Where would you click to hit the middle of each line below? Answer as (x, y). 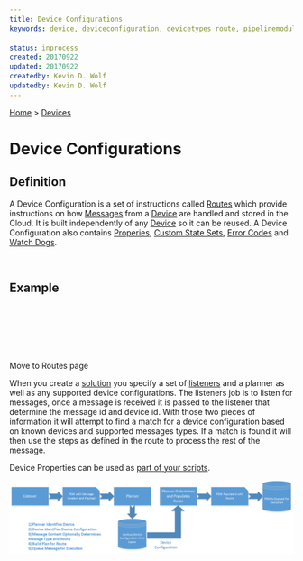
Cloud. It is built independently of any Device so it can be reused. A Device (148, 223)
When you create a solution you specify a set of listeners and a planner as (147, 382)
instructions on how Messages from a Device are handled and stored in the (149, 213)
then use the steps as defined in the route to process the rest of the (135, 440)
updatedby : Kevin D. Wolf (58, 86)
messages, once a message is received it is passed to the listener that (140, 402)
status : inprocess (44, 48)
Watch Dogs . (33, 242)
